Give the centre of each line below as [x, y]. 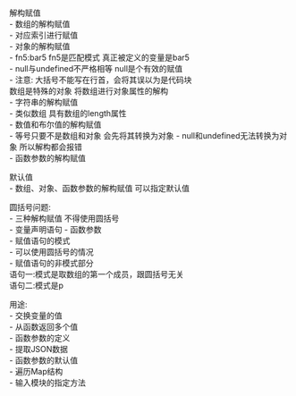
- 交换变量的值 [36, 316]
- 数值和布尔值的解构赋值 [55, 125]
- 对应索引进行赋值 [44, 35]
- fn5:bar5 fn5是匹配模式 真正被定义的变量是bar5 [100, 58]
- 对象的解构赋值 [40, 46]
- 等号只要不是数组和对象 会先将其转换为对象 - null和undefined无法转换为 [144, 136]
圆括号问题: [30, 207]
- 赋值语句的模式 [40, 241]
